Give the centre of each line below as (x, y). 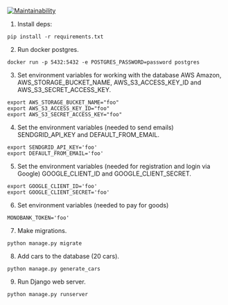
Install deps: (35, 24)
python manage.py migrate (44, 243)
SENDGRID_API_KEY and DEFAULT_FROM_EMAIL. (88, 135)
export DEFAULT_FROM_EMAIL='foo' (55, 154)
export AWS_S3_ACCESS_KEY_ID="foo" (59, 109)
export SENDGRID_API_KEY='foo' (52, 147)
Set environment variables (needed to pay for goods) (93, 205)
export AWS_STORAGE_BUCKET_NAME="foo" (63, 102)
